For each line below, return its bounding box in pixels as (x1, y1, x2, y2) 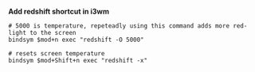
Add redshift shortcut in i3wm (8, 7, 110, 16)
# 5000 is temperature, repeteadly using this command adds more (8, 22, 229, 30)
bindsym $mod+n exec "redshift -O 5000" (8, 36, 145, 44)
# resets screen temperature (8, 50, 105, 58)
